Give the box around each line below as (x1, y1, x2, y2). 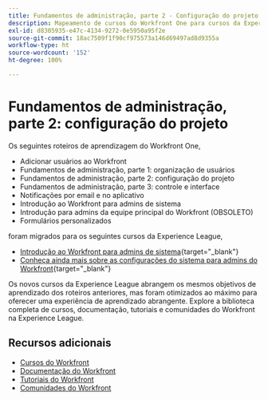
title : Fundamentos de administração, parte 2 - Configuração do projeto (8, 11, 259, 20)
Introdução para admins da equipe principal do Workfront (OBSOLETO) (19, 207, 254, 216)
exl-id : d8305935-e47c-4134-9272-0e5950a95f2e (8, 26, 166, 34)
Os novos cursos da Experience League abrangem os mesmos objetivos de (8, 279, 257, 288)
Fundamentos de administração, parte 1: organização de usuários (19, 164, 235, 174)
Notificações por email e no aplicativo (19, 190, 145, 200)
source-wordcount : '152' (8, 49, 91, 57)
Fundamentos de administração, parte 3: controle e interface (19, 181, 220, 192)
